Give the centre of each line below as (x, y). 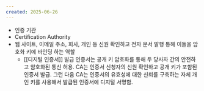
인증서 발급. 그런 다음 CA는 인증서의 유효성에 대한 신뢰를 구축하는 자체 (107, 74)
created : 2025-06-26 (32, 12)
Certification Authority (42, 36)
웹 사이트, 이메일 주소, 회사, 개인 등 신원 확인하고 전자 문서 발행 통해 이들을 (103, 44)
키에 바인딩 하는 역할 (51, 52)
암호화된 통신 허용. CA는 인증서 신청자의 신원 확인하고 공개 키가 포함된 (114, 67)
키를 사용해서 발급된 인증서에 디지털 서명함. (82, 82)
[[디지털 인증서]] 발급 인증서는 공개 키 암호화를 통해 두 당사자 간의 (102, 59)
